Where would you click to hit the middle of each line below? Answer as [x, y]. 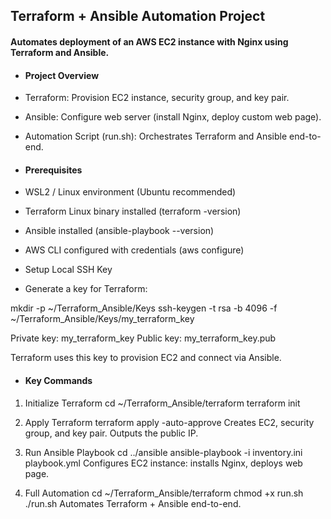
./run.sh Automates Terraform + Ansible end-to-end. [133, 503]
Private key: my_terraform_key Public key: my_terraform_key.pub [143, 338]
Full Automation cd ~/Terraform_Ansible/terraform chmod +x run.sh [164, 493]
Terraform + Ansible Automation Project [138, 16]
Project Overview [62, 75]
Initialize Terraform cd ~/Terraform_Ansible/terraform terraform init [162, 403]
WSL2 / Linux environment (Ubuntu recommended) [130, 192]
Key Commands [58, 380]
